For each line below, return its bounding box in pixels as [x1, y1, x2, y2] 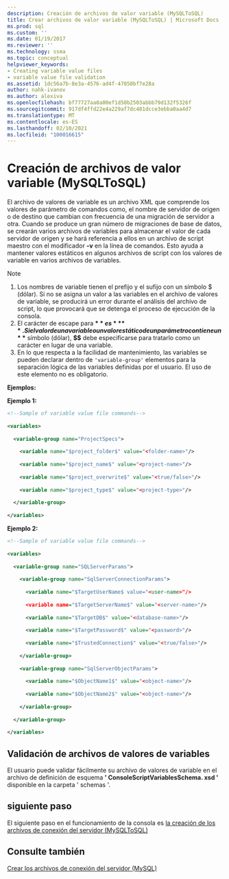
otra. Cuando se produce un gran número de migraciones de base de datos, [7, 220, 222, 228]
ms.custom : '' [7, 29, 48, 36]
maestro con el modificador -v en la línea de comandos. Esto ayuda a [7, 241, 204, 250]
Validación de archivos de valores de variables [7, 748, 210, 760]
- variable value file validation [7, 73, 106, 81]
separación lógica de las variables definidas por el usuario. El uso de [16, 363, 211, 371]
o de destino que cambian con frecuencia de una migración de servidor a [7, 213, 215, 221]
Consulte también [7, 846, 85, 858]
